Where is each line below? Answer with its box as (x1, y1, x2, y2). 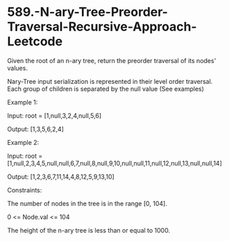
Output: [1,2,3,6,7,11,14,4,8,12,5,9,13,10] (7, 172, 114, 181)
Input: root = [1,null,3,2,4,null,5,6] (7, 111, 102, 120)
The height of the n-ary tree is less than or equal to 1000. (7, 226, 171, 234)
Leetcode (7, 34, 63, 49)
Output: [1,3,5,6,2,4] (7, 125, 65, 133)
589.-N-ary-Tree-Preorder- (7, 4, 169, 20)
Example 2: (7, 138, 40, 146)
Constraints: (7, 186, 42, 194)
